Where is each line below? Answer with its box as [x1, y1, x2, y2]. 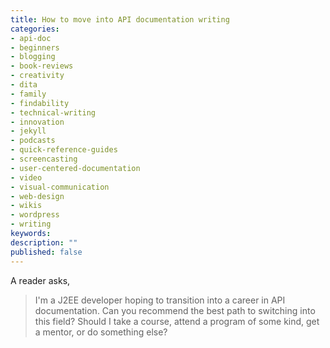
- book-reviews [10, 61, 74, 71]
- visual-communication [10, 182, 110, 192]
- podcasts [10, 136, 56, 146]
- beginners [10, 42, 60, 53]
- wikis [10, 201, 43, 211]
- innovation [10, 117, 65, 127]
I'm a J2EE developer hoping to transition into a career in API [34, 294, 286, 306]
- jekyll [10, 126, 47, 136]
